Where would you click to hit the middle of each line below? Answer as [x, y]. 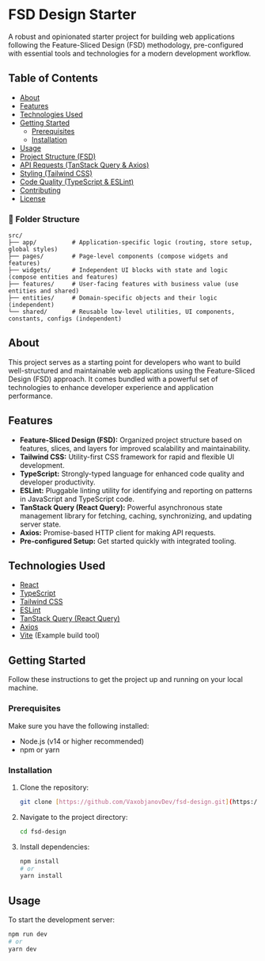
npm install [39, 861]
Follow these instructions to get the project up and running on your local [126, 680]
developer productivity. [57, 482]
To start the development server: [62, 920]
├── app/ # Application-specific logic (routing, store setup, [131, 243]
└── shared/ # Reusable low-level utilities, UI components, [122, 312]
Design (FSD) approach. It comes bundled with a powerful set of [113, 379]
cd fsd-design [43, 831]
